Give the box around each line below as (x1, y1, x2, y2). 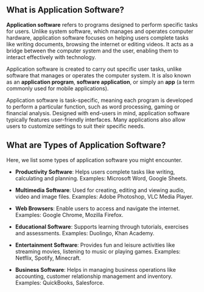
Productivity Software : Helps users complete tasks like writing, (15, 168, 175, 176)
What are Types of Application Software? (6, 140, 166, 151)
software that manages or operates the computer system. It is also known (6, 71, 191, 79)
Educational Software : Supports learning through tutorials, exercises (15, 223, 189, 230)
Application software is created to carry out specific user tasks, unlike (6, 65, 182, 73)
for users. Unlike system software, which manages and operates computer (6, 27, 194, 35)
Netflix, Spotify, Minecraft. (15, 254, 81, 262)
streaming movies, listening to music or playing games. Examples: (15, 247, 181, 255)
